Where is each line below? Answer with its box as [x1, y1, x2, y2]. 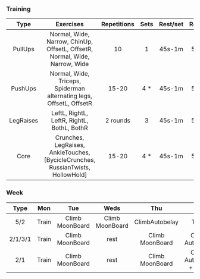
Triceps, [58, 77, 82, 85]
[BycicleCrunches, [43, 156, 96, 164]
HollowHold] [52, 171, 87, 179]
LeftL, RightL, [51, 109, 88, 117]
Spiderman [54, 84, 85, 93]
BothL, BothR [51, 124, 88, 132]
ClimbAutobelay [134, 218, 179, 226]
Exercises [55, 20, 85, 29]
